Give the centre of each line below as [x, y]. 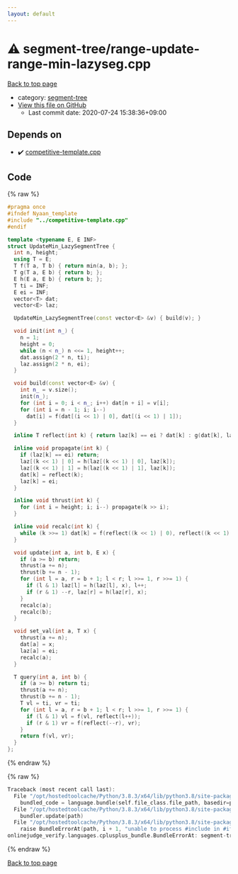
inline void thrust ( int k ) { [57, 501]
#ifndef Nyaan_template [42, 214]
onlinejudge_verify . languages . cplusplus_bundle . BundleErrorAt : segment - [117, 836]
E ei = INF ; [32, 292]
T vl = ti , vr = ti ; [50, 703]
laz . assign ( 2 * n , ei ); [55, 364]
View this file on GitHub [52, 105]
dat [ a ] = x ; [38, 645]
